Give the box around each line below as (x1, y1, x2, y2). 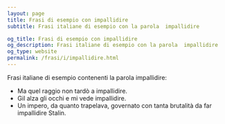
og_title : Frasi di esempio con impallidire (7, 35, 138, 42)
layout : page (7, 10, 45, 17)
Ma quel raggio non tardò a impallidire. (17, 87, 128, 95)
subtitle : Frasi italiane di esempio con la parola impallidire (7, 23, 199, 30)
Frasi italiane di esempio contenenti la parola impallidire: (7, 73, 168, 81)
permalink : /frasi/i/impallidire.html (7, 54, 119, 62)
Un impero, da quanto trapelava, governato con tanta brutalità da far (17, 101, 213, 110)
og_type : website (7, 48, 57, 55)
